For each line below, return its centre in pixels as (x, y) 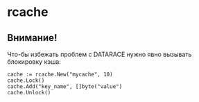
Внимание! (32, 38)
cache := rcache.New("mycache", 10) (60, 74)
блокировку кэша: (34, 62)
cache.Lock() (26, 80)
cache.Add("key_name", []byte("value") (65, 87)
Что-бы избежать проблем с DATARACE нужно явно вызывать (99, 54)
